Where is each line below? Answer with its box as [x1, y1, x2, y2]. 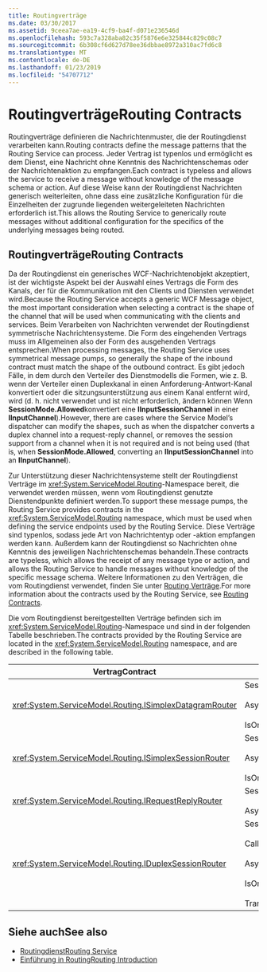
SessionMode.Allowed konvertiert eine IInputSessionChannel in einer [8, 404, 239, 415]
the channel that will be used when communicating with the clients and [8, 312, 241, 321]
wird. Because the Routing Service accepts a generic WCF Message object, [8, 294, 254, 304]
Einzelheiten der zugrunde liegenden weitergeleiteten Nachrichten [8, 199, 225, 209]
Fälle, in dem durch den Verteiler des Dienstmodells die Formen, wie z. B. [8, 371, 248, 380]
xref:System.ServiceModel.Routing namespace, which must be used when [8, 514, 253, 523]
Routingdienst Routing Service [19, 946, 118, 956]
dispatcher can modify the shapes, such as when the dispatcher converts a [8, 422, 255, 431]
